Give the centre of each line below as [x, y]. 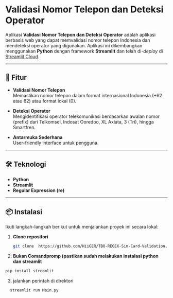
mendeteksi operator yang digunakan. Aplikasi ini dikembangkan [74, 45]
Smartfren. [24, 127]
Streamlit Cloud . [22, 56]
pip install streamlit [30, 271]
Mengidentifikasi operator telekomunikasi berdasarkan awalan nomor [86, 116]
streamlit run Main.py [34, 290]
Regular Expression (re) [39, 190]
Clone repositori [30, 237]
